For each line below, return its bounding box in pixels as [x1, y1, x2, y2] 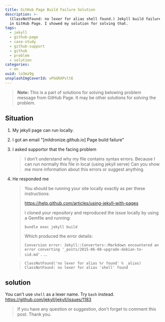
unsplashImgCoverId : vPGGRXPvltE [5, 76, 74, 81]
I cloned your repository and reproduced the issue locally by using [24, 210, 159, 216]
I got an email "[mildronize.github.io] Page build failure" [12, 136, 124, 143]
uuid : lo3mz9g [5, 71, 34, 76]
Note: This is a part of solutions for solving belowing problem [17, 89, 141, 95]
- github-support [9, 44, 45, 49]
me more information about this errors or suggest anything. [24, 166, 145, 172]
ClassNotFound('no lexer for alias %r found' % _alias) [24, 260, 141, 266]
